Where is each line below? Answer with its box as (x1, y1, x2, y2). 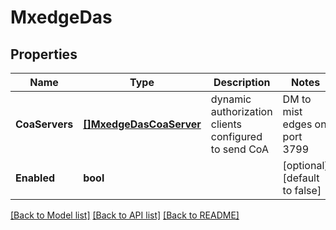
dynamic (210, 92, 252, 106)
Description (213, 76, 271, 89)
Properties (10, 46, 78, 63)
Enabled (15, 171, 56, 185)
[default (282, 171, 320, 185)
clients (210, 117, 243, 131)
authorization (210, 105, 273, 118)
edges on (282, 117, 327, 131)
